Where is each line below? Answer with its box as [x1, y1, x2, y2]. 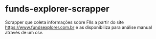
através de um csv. [5, 29, 44, 35]
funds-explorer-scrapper [5, 3, 110, 14]
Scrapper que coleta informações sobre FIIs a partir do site [5, 19, 124, 25]
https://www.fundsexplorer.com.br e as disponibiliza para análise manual [5, 24, 152, 30]
